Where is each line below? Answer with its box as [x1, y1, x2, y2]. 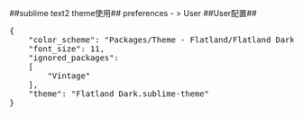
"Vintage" [47, 71, 91, 81]
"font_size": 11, [28, 44, 106, 54]
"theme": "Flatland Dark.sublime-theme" [28, 89, 210, 99]
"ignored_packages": [28, 53, 119, 63]
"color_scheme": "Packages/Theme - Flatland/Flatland [28, 35, 271, 45]
